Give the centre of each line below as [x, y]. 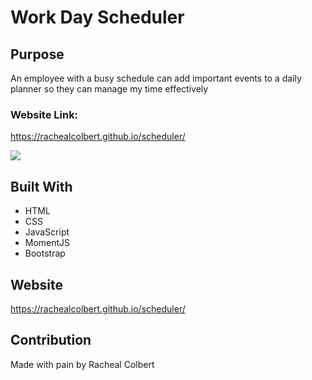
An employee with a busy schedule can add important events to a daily [156, 78]
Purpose [37, 54]
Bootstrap [45, 253]
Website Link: [44, 114]
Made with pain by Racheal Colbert [82, 364]
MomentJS [47, 243]
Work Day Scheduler [97, 17]
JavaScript [47, 232]
